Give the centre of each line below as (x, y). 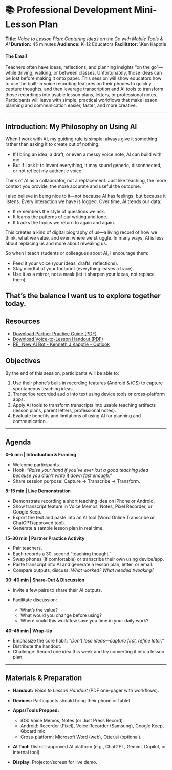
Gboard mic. (34, 731)
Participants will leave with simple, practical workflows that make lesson (81, 100)
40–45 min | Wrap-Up (29, 631)
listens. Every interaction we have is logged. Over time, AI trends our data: (83, 201)
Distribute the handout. (37, 646)
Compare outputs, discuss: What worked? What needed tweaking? (83, 570)
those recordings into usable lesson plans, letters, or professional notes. (81, 95)
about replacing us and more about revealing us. (56, 243)
